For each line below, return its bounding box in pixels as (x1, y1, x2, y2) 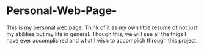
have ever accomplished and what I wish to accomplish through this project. (6, 37, 198, 44)
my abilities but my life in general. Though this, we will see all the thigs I (6, 30, 186, 37)
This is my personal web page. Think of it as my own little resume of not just (6, 24, 198, 31)
